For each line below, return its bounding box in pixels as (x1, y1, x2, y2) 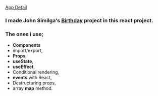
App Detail (5, 5, 27, 10)
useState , (12, 58, 34, 65)
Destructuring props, (12, 80, 57, 86)
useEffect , (12, 63, 35, 70)
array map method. (12, 85, 53, 91)
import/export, (12, 48, 43, 54)
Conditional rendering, (12, 69, 60, 75)
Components (12, 42, 41, 48)
